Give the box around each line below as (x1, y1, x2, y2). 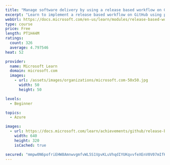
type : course (5, 21, 33, 27)
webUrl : (5, 17, 22, 22)
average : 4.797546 (10, 45, 49, 50)
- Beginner (10, 101, 33, 106)
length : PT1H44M (5, 31, 39, 36)
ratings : (5, 36, 24, 41)
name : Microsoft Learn (10, 64, 58, 69)
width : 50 (18, 82, 39, 88)
